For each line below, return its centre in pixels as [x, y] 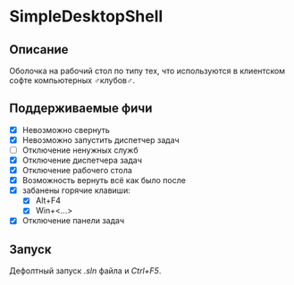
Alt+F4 [48, 201]
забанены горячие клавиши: [76, 190]
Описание [39, 50]
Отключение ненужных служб [80, 150]
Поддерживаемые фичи [81, 109]
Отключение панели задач [73, 221]
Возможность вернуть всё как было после [104, 180]
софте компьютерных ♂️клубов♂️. [72, 80]
